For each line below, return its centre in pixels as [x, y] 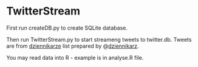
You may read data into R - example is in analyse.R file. [75, 57]
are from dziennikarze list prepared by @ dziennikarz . [73, 46]
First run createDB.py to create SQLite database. [67, 28]
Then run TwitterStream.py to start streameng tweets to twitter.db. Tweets [99, 39]
